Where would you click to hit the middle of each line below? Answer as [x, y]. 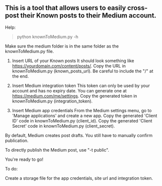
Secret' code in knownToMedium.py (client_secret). [63, 126]
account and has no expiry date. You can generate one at [69, 91]
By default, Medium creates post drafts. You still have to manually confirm [79, 135]
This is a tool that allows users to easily [65, 8]
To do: [11, 169]
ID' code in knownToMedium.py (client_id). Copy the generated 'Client [82, 120]
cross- [138, 8]
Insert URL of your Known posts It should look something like [73, 61]
